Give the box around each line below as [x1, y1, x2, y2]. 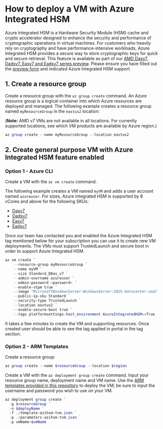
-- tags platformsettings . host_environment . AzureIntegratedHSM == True [14, 312, 155, 316]
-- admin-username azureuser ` [14, 276, 75, 280]
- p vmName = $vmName [9, 420, 47, 425]
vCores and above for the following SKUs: [5, 198, 89, 204]
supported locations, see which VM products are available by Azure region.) [5, 123, 157, 129]
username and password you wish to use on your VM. [5, 387, 113, 394]
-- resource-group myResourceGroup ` [14, 262, 88, 267]
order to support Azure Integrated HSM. [5, 248, 85, 254]
